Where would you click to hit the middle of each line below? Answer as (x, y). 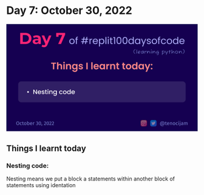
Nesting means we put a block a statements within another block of (90, 179)
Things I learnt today (46, 148)
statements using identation (41, 185)
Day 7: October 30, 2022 (69, 11)
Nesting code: (28, 165)
